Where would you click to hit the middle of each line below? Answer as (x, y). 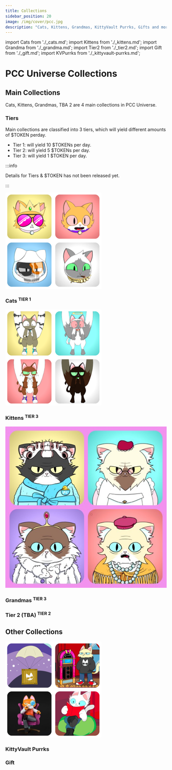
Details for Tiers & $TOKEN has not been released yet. (62, 175)
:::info (11, 165)
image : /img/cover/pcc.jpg (34, 22)
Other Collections (34, 632)
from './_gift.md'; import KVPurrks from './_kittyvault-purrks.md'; (73, 53)
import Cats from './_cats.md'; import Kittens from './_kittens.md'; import (81, 42)
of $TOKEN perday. (26, 135)
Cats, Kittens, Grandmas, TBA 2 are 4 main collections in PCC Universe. (81, 105)
